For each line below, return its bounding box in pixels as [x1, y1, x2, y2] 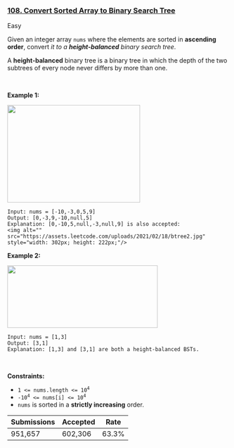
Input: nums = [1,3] [7, 333, 68, 341]
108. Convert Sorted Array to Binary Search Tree [7, 6, 176, 15]
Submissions [11, 417, 56, 427]
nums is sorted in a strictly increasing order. [17, 400, 144, 409]
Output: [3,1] [7, 340, 49, 347]
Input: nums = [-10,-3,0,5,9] [7, 208, 96, 216]
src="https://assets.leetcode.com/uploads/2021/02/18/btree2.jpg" [7, 233, 206, 241]
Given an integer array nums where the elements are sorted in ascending [7, 35, 216, 44]
